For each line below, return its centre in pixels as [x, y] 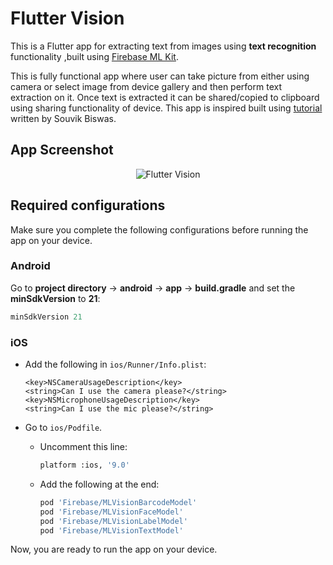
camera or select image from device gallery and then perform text [146, 86]
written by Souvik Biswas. [63, 118]
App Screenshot [62, 150]
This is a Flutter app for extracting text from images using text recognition [163, 46]
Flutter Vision [67, 18]
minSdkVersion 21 [46, 317]
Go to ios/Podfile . [63, 428]
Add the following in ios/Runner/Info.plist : [115, 364]
